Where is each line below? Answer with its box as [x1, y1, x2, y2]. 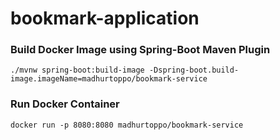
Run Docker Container [10, 97, 120, 111]
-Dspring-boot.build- [148, 65, 240, 76]
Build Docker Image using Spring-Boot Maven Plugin [10, 43, 271, 57]
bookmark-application [10, 7, 200, 30]
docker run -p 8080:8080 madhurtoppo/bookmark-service [10, 120, 244, 130]
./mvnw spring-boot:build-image [10, 65, 145, 76]
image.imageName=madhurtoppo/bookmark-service [10, 74, 208, 84]
